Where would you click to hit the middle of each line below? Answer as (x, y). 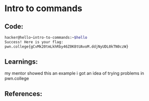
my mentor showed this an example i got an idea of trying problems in (74, 73)
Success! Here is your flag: (34, 42)
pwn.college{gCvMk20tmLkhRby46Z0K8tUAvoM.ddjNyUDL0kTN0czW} (67, 47)
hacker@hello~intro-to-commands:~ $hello (46, 37)
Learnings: (21, 62)
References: (23, 93)
